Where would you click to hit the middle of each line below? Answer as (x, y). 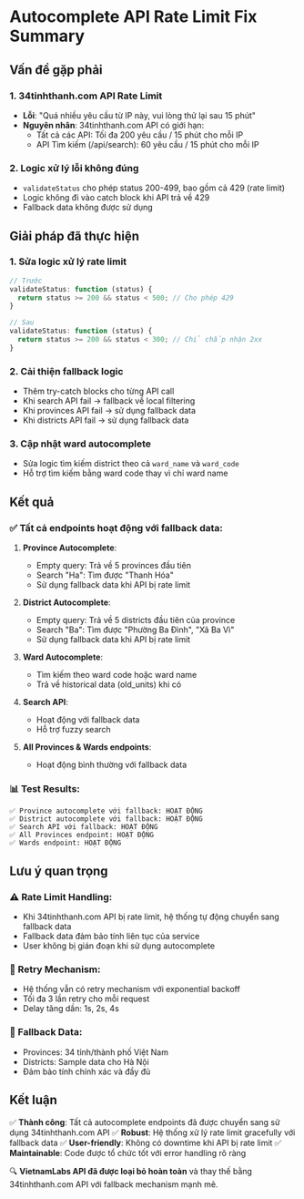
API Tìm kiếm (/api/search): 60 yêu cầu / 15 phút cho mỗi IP (147, 144)
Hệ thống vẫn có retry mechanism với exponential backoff (132, 989)
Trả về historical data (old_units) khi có (109, 684)
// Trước (26, 281)
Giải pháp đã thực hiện (74, 236)
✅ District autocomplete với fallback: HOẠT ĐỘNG (106, 819)
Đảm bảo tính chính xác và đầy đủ (86, 1071)
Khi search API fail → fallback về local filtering (109, 401)
